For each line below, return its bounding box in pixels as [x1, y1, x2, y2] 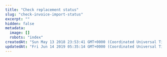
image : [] [9, 30, 30, 35]
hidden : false [5, 21, 35, 26]
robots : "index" [9, 35, 43, 40]
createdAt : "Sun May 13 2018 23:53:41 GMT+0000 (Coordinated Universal [5, 40, 157, 45]
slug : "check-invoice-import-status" [5, 12, 83, 17]
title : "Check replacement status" [5, 7, 79, 12]
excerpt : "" [5, 16, 30, 21]
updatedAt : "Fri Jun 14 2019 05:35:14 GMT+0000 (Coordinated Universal [5, 44, 157, 49]
